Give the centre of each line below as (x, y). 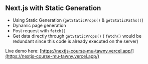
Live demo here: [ (23, 51)
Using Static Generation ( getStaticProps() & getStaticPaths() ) (78, 20)
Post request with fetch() (39, 31)
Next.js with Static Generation (53, 8)
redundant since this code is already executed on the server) (76, 41)
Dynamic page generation (39, 25)
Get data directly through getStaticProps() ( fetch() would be (77, 36)
